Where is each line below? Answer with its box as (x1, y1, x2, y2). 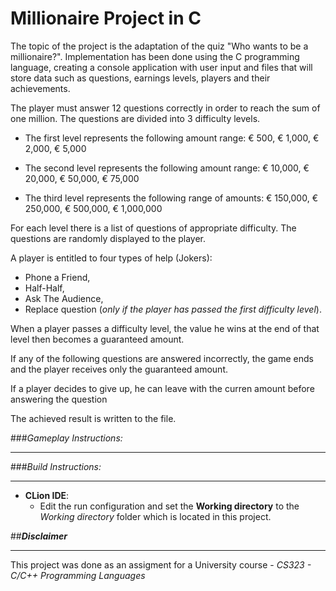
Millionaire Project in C (10, 7, 202, 30)
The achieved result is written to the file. (10, 412, 177, 424)
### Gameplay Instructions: (10, 432, 123, 444)
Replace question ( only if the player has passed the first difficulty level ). (24, 303, 322, 315)
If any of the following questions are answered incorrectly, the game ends (10, 352, 314, 364)
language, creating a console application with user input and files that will (10, 61, 313, 73)
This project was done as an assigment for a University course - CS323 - (10, 558, 312, 571)
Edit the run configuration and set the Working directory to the (39, 500, 300, 512)
